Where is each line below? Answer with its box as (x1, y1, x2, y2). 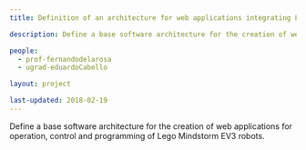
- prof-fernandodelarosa (17, 55, 112, 64)
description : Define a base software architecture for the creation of (9, 29, 287, 39)
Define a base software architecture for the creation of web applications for (9, 120, 293, 132)
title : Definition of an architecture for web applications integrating (9, 13, 291, 23)
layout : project (9, 79, 71, 89)
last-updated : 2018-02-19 (9, 96, 107, 105)
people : (9, 46, 39, 55)
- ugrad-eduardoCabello (17, 63, 107, 73)
